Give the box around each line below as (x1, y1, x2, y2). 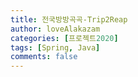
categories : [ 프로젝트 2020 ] (10, 33, 119, 43)
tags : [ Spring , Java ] (10, 42, 101, 53)
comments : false (10, 52, 78, 62)
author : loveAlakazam (10, 24, 101, 34)
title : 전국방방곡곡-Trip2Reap (10, 14, 128, 25)
